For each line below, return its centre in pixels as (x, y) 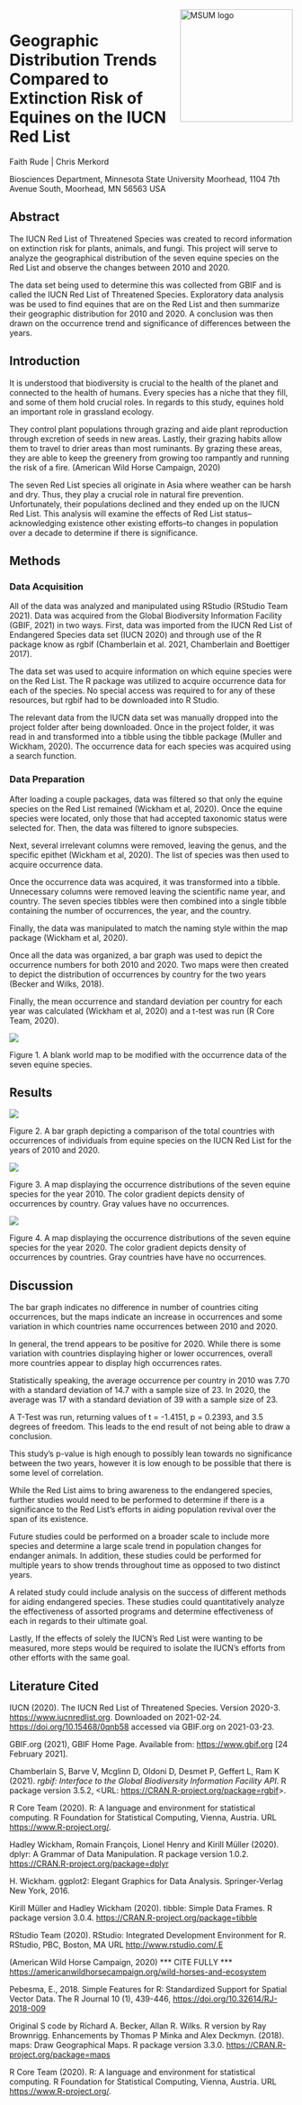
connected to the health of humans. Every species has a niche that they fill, (149, 392)
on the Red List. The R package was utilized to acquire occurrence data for (148, 681)
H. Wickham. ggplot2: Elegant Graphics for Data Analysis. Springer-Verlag (146, 1881)
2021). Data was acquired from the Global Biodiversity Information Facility (146, 615)
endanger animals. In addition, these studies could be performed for (136, 1556)
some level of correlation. (57, 1473)
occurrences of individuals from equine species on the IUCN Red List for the (151, 1141)
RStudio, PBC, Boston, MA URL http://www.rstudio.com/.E (116, 1945)
